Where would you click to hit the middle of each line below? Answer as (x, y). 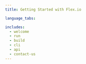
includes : (15, 27)
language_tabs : (20, 18)
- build (17, 41)
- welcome (19, 32)
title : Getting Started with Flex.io (43, 9)
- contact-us (23, 54)
